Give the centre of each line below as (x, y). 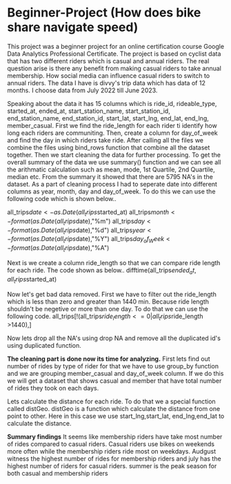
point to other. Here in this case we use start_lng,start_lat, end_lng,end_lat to (116, 416)
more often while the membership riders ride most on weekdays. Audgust (112, 452)
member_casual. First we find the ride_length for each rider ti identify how (112, 125)
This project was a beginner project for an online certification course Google (116, 46)
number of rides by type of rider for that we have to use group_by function (113, 366)
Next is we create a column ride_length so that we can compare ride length (114, 262)
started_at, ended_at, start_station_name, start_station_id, (89, 111)
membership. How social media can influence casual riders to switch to (109, 75)
